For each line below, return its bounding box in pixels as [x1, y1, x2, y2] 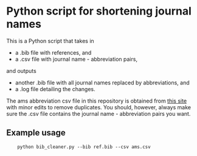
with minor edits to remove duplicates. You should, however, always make [6, 103, 192, 110]
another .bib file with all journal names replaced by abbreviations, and [15, 79, 190, 86]
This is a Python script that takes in [6, 37, 94, 44]
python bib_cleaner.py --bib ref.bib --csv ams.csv [17, 144, 151, 150]
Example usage [6, 127, 66, 138]
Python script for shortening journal [6, 4, 192, 18]
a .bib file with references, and [15, 49, 92, 56]
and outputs [6, 67, 36, 74]
